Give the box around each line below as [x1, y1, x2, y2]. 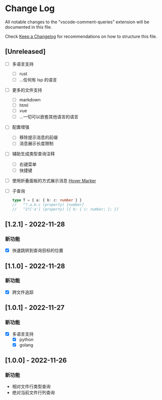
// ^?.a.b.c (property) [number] [12, 202, 84, 207]
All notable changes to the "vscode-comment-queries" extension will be [5, 19, 149, 25]
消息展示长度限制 [19, 141, 54, 146]
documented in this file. [5, 24, 52, 30]
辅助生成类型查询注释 [12, 151, 55, 157]
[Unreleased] [5, 48, 46, 56]
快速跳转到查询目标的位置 [12, 248, 64, 254]
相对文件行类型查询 [12, 384, 51, 389]
